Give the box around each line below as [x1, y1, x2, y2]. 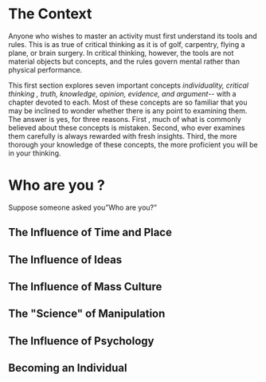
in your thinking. [8, 148, 61, 158]
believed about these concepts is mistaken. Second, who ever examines [8, 123, 245, 132]
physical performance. [8, 65, 83, 74]
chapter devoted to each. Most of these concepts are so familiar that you [8, 97, 248, 107]
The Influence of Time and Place [8, 226, 173, 239]
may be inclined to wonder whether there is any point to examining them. [8, 105, 248, 116]
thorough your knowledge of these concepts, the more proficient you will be [8, 140, 259, 149]
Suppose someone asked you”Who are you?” [8, 203, 158, 212]
